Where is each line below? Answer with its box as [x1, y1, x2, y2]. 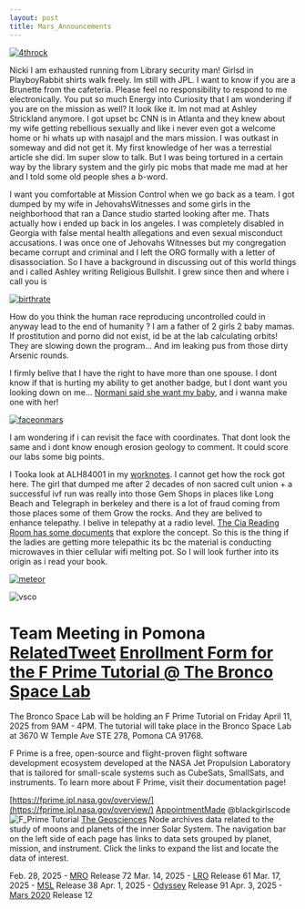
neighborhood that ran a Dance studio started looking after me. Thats [9, 208, 270, 219]
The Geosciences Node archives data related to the [80, 814, 275, 825]
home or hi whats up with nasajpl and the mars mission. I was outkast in [9, 132, 280, 143]
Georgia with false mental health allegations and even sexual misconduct [9, 227, 283, 238]
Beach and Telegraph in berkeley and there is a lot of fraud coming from [9, 497, 280, 508]
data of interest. [9, 853, 69, 863]
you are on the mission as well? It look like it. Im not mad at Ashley [9, 103, 258, 114]
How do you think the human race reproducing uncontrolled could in [9, 311, 266, 322]
